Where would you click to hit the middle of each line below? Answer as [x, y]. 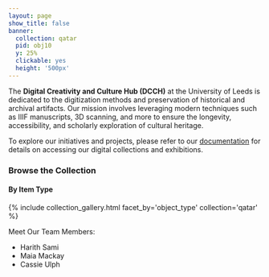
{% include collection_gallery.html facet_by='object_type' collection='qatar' [133, 207]
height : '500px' [43, 68]
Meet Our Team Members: [52, 231]
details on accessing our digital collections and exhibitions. [106, 149]
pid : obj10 [34, 46]
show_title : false [39, 23]
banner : [21, 31]
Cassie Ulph [40, 264]
